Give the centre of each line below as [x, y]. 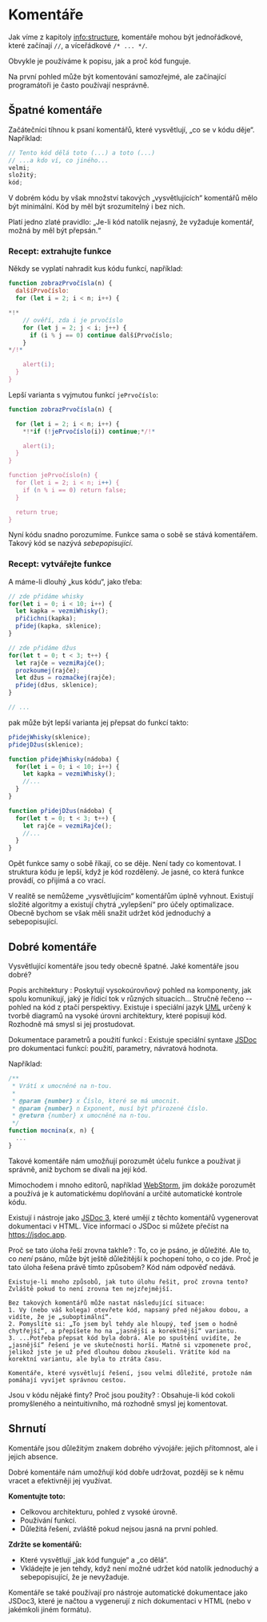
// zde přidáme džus [43, 648]
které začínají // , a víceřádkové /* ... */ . [78, 45]
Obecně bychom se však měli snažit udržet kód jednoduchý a [110, 913]
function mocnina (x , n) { [51, 1131]
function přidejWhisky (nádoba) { [64, 759]
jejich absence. [33, 1456]
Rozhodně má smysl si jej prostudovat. [72, 1025]
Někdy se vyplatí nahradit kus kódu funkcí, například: [96, 269]
